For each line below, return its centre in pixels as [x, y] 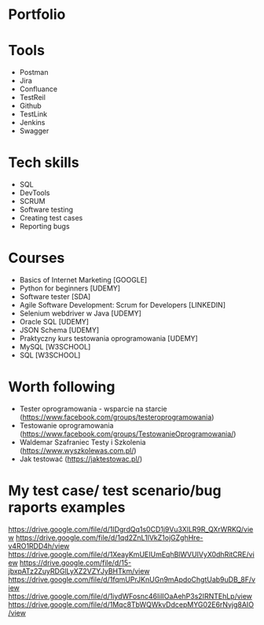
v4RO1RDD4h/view [39, 545]
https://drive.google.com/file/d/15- [75, 562]
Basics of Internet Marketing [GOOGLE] [83, 280]
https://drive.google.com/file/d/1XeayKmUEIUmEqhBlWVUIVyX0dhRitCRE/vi [132, 554]
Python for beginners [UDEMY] [70, 288]
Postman [34, 72]
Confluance [38, 89]
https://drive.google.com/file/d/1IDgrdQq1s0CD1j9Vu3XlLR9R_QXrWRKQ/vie [131, 529]
